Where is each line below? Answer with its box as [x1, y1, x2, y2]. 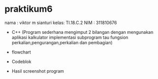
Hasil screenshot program [11, 68, 64, 74]
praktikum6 [4, 3, 53, 15]
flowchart [11, 49, 31, 55]
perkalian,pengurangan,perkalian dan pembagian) [11, 39, 113, 45]
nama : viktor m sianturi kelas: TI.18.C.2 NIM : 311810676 [4, 20, 117, 26]
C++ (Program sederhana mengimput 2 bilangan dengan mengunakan [11, 29, 154, 35]
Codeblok [11, 58, 32, 64]
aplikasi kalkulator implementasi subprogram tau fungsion [11, 34, 128, 40]
